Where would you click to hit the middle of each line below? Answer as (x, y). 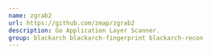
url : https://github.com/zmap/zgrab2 (72, 23)
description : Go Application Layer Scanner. (84, 30)
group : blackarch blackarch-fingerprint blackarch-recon (106, 38)
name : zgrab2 (30, 15)
